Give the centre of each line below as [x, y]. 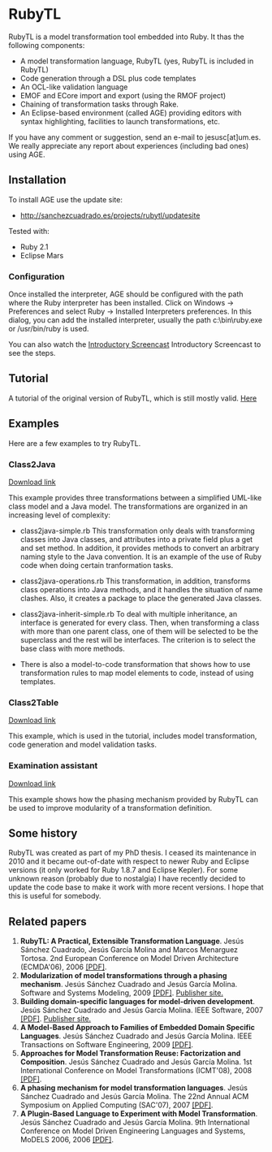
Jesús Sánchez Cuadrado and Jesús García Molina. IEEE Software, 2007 [142, 1010]
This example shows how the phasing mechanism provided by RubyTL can [133, 799]
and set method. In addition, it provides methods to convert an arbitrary [140, 548]
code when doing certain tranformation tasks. [97, 565]
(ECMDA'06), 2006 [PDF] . [63, 967]
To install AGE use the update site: [66, 199]
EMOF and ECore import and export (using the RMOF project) [123, 95]
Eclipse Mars [42, 255]
